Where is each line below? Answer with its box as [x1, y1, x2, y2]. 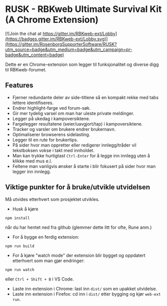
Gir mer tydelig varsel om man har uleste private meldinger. [12, 110, 135, 116]
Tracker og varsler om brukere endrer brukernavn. [12, 126, 116, 132]
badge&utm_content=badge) [5, 51, 64, 58]
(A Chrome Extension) [5, 14, 99, 25]
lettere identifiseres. [12, 100, 54, 106]
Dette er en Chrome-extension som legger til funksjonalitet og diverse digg [5, 61, 159, 67]
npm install [5, 215, 30, 220]
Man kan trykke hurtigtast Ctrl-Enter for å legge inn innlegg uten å [12, 153, 151, 158]
